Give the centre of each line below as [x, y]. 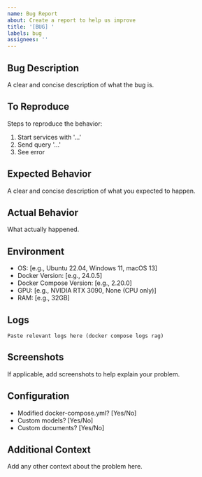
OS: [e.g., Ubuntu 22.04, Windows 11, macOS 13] [87, 268]
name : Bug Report [33, 14]
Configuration [38, 396]
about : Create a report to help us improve [72, 20]
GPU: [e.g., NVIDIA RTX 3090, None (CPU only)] [87, 291]
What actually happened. [43, 229]
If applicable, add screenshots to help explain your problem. [94, 374]
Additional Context [49, 450]
